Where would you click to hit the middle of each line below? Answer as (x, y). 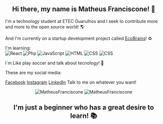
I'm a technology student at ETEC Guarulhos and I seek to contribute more (81, 21)
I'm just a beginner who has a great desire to (84, 108)
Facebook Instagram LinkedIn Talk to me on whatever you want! (71, 82)
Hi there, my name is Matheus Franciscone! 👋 (84, 9)
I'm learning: (18, 48)
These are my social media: (33, 72)
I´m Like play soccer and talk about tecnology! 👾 (55, 63)
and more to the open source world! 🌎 (45, 27)
